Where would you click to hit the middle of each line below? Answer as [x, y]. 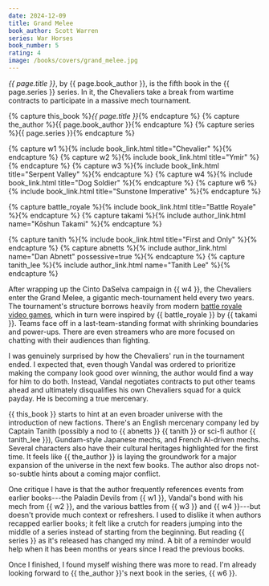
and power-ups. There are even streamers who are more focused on [122, 332]
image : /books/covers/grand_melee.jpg [73, 61]
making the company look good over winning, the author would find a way [131, 372]
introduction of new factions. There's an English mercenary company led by [134, 422]
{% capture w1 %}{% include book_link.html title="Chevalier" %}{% [120, 149]
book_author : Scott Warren [53, 31]
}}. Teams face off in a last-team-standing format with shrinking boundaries [133, 323]
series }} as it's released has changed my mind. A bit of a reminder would [130, 540]
